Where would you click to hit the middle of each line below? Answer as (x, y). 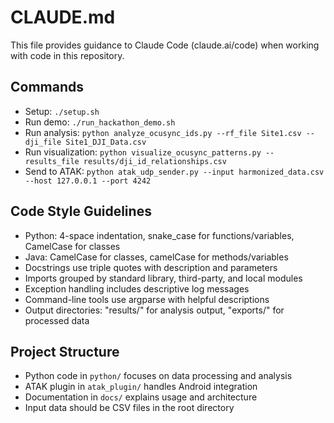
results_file (52, 161)
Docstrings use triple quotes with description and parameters (151, 267)
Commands (47, 87)
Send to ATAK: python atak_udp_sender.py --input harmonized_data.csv (174, 171)
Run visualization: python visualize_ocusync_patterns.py (143, 152)
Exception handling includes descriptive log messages (137, 288)
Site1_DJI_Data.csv (106, 142)
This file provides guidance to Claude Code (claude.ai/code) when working (165, 45)
